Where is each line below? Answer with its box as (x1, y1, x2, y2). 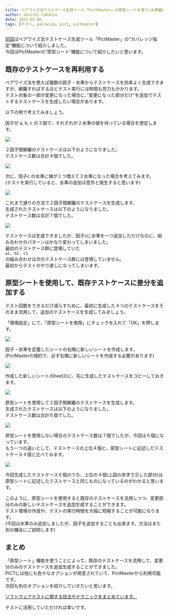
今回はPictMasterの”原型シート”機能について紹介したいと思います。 (5, 49, 146, 55)
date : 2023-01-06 (5, 17, 42, 22)
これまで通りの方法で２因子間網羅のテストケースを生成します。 (5, 200, 137, 206)
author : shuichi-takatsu (5, 12, 58, 17)
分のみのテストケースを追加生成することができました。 (5, 563, 120, 570)
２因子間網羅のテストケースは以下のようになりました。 (5, 146, 120, 152)
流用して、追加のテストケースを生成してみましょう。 (18, 309, 128, 315)
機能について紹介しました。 (12, 43, 69, 49)
